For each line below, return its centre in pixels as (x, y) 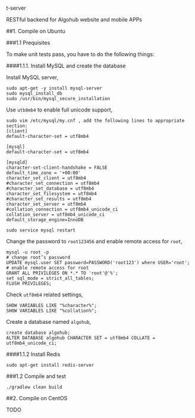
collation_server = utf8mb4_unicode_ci (56, 215)
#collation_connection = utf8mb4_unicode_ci (62, 209)
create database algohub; (38, 333)
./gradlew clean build (34, 387)
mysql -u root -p (28, 252)
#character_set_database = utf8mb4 (50, 188)
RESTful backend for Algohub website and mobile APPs (74, 19)
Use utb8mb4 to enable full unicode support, (59, 110)
